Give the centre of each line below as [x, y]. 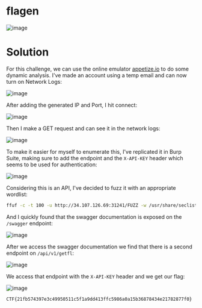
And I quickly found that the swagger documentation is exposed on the [94, 217]
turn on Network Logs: [34, 81]
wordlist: [17, 194]
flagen [23, 11]
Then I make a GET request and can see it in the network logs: [83, 128]
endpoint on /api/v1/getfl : [40, 253]
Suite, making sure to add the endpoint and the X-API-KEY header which [95, 158]
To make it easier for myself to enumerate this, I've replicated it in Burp [94, 151]
